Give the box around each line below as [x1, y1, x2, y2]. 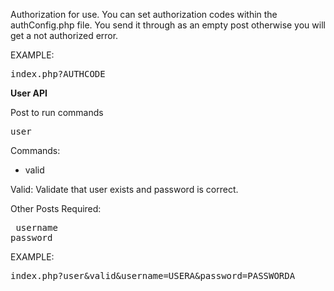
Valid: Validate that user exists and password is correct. [10, 184, 239, 195]
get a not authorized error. [10, 30, 119, 41]
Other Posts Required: [10, 203, 102, 214]
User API [10, 87, 48, 99]
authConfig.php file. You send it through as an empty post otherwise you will [10, 19, 326, 31]
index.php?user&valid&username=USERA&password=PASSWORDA [10, 270, 296, 281]
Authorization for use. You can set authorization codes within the [10, 9, 278, 20]
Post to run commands [10, 107, 104, 118]
